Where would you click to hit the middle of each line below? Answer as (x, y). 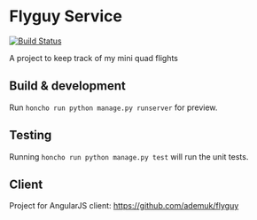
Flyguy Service (66, 16)
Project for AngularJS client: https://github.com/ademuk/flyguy (124, 206)
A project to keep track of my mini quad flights (94, 58)
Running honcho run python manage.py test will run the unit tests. (129, 156)
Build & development (67, 86)
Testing (31, 135)
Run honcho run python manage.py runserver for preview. (113, 107)
